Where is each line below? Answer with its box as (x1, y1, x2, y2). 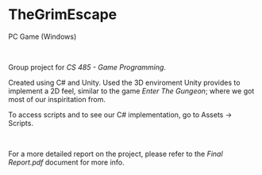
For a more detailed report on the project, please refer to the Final (8, 149, 224, 158)
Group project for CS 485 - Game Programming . (8, 62, 167, 72)
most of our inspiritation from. (8, 94, 106, 104)
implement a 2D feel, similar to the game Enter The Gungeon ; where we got (8, 86, 255, 96)
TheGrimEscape (8, 6, 118, 24)
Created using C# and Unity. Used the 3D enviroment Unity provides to (8, 78, 241, 87)
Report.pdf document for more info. (8, 157, 125, 167)
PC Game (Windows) (8, 32, 77, 41)
